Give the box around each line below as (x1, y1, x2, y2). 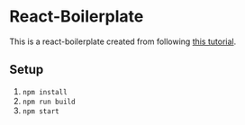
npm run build (22, 97, 76, 106)
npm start (22, 106, 60, 116)
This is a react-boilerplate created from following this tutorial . (9, 36, 237, 47)
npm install (22, 87, 68, 96)
